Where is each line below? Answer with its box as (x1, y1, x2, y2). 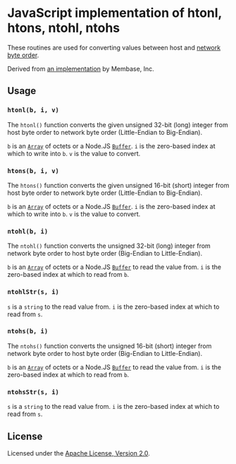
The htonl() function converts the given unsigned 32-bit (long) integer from (7, 120, 229, 129)
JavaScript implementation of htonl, (7, 5, 222, 21)
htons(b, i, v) (7, 167, 60, 174)
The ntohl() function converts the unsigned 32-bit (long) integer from (7, 242, 211, 250)
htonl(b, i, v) (7, 106, 60, 114)
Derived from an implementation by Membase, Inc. (7, 64, 155, 73)
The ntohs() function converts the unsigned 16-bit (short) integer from (7, 341, 212, 350)
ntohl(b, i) (7, 227, 49, 235)
